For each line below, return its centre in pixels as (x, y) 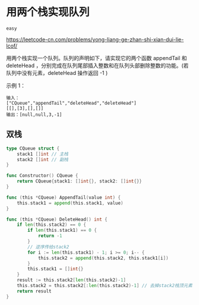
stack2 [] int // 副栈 (42, 159)
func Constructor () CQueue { (42, 176)
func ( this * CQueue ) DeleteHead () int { (57, 219)
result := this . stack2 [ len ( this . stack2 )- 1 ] (72, 280)
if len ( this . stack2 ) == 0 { (51, 225)
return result (34, 291)
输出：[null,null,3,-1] (34, 114)
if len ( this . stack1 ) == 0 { (62, 230)
